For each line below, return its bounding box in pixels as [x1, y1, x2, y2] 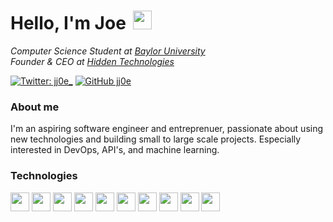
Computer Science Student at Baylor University [10, 45, 206, 57]
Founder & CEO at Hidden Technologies [10, 55, 175, 67]
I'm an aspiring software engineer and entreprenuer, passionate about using [10, 123, 324, 135]
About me [10, 100, 60, 114]
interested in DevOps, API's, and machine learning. [10, 144, 220, 156]
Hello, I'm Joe [10, 12, 127, 35]
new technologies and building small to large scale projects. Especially [10, 133, 302, 145]
